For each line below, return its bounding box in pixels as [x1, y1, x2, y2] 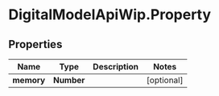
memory [12, 74, 46, 86]
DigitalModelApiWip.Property [8, 6, 212, 24]
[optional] [146, 74, 184, 86]
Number [52, 74, 85, 86]
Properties [8, 38, 63, 51]
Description [92, 62, 139, 72]
